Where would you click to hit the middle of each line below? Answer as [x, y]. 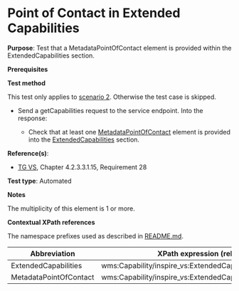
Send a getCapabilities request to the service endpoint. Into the [110, 110]
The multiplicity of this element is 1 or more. [71, 208]
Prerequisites [28, 69]
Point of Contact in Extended [94, 13]
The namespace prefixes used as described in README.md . [95, 236]
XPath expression [188, 253]
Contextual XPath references [51, 222]
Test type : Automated [39, 181]
